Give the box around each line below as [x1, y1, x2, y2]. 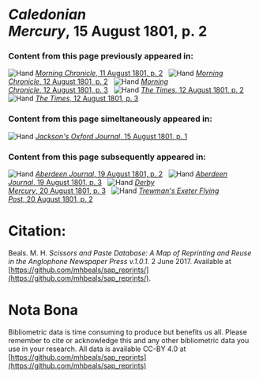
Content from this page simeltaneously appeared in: [8, 113, 213, 124]
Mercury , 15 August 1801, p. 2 [8, 22, 208, 40]
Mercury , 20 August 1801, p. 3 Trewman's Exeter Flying [8, 186, 220, 195]
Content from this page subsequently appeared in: [8, 151, 207, 162]
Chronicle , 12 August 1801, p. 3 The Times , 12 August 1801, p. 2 [8, 85, 245, 95]
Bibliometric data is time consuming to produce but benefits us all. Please [8, 327, 247, 337]
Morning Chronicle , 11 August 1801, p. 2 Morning [35, 69, 223, 78]
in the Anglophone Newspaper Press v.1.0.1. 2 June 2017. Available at [8, 257, 231, 266]
